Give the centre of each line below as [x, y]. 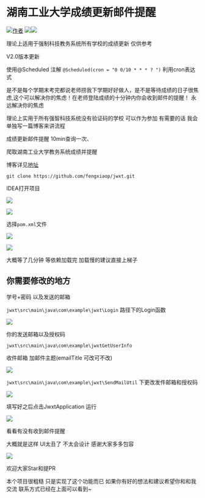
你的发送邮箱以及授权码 [36, 334]
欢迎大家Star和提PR [31, 468]
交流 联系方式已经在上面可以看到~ [49, 489]
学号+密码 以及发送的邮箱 [38, 297]
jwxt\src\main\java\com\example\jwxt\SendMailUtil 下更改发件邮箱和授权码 [102, 382]
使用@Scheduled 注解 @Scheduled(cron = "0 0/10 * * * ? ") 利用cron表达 [101, 69]
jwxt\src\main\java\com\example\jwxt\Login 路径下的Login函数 [86, 310]
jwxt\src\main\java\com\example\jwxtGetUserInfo [69, 346]
